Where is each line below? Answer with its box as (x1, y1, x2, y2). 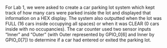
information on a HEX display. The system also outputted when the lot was (5, 15, 162, 21)
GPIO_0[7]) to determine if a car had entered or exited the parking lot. (5, 37, 152, 43)
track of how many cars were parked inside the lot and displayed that (5, 10, 151, 16)
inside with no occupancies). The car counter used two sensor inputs (5, 26, 152, 32)
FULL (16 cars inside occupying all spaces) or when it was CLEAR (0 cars (5, 20, 159, 27)
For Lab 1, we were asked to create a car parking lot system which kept (5, 5, 155, 10)
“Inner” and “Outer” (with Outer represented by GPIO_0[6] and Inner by (5, 32, 155, 37)
